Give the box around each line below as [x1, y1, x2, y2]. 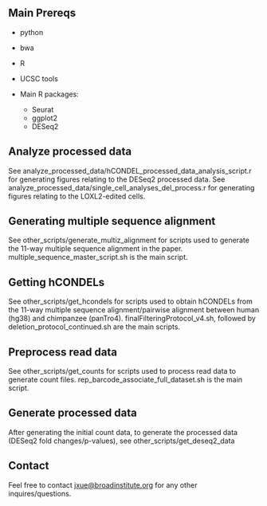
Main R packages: [19, 89, 80, 99]
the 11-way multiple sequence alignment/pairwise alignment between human [8, 305, 260, 315]
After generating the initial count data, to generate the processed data [8, 427, 238, 437]
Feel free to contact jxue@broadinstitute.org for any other [8, 480, 198, 489]
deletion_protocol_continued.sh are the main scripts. [8, 322, 181, 331]
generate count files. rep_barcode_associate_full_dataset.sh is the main [8, 375, 243, 385]
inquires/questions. [8, 488, 72, 498]
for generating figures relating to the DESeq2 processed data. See [8, 175, 226, 184]
